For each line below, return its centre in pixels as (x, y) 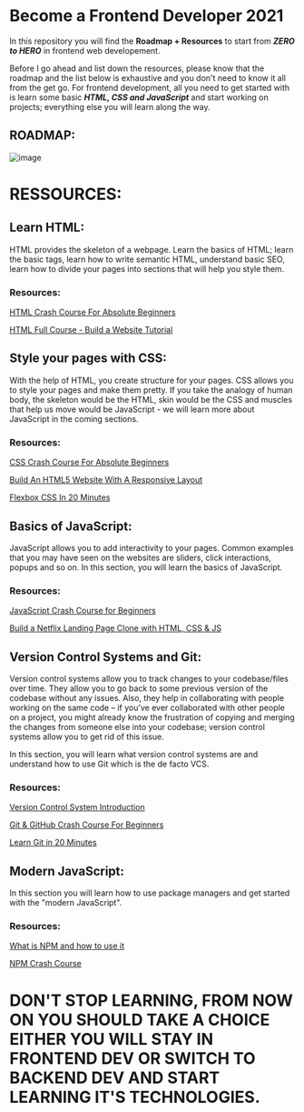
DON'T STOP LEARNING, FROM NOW (151, 1000)
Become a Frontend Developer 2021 (147, 16)
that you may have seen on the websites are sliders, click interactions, (141, 557)
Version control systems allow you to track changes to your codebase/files (149, 679)
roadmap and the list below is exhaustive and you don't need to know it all (147, 77)
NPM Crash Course (45, 964)
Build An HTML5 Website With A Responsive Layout (106, 480)
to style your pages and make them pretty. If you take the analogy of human (151, 390)
